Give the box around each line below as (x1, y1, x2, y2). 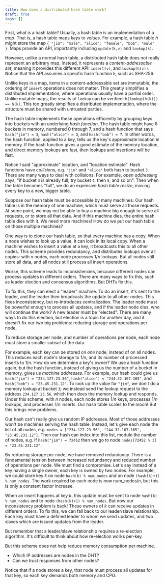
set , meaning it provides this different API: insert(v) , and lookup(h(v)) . (5, 65, 150, 71)
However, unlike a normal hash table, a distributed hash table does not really (5, 55, 160, 61)
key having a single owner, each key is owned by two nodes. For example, (5, 468, 155, 473)
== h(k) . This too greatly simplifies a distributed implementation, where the (5, 101, 157, 107)
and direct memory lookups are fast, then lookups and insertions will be (5, 147, 150, 153)
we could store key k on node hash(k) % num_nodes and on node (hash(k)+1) (5, 472, 160, 479)
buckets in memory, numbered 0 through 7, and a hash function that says (5, 126, 153, 132)
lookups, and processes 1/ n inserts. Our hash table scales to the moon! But (5, 401, 157, 408)
